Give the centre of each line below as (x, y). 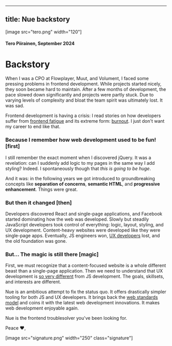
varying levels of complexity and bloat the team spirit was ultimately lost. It (84, 100)
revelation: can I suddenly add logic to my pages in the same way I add (80, 163)
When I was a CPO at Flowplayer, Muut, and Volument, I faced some (77, 79)
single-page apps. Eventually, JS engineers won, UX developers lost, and (83, 235)
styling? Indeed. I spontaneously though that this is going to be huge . (78, 168)
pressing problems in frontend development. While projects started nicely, (83, 84)
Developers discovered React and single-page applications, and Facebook (84, 214)
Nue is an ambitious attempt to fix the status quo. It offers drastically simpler (86, 292)
